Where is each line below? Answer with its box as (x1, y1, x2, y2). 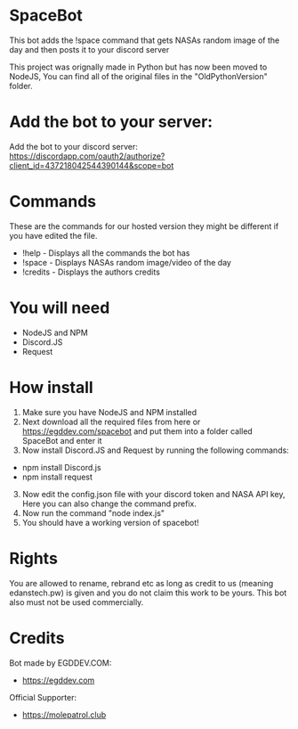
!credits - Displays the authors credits (21, 266, 160, 277)
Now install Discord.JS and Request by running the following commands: (21, 445, 289, 455)
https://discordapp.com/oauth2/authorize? (9, 151, 165, 161)
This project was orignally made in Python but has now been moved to (9, 61, 268, 72)
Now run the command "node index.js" (21, 507, 165, 518)
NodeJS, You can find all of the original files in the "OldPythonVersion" (9, 70, 269, 81)
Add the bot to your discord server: (9, 141, 138, 152)
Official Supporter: (9, 692, 77, 702)
